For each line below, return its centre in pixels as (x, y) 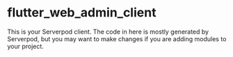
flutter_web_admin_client (82, 13)
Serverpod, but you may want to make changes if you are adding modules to (117, 38)
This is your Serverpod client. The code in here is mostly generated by (108, 32)
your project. (25, 46)
